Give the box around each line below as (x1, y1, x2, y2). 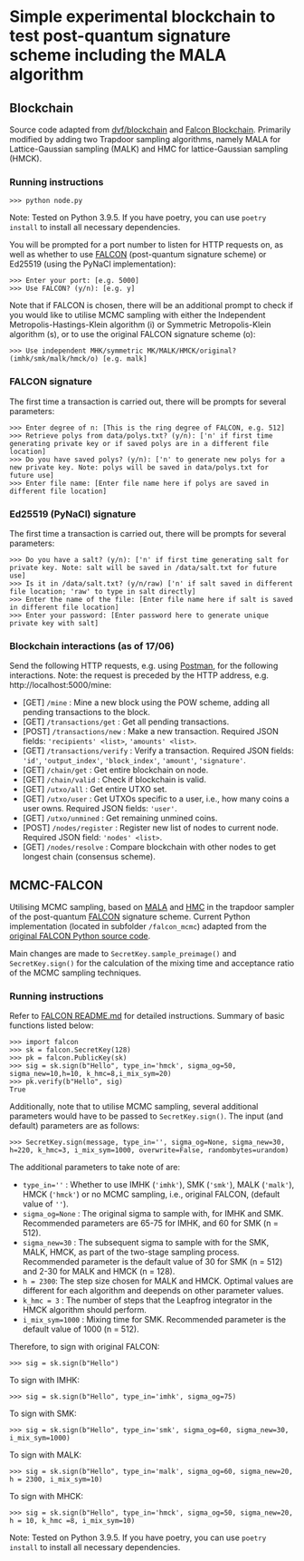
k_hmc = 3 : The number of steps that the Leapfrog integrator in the (22, 1294, 273, 1306)
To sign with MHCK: (9, 1491, 84, 1502)
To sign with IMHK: (9, 1375, 80, 1386)
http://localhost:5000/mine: (9, 680, 111, 691)
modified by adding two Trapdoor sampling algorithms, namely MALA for (9, 134, 281, 144)
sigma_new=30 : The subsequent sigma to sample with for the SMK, (22, 1237, 270, 1248)
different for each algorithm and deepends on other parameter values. (22, 1285, 284, 1296)
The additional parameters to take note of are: (9, 1162, 181, 1173)
